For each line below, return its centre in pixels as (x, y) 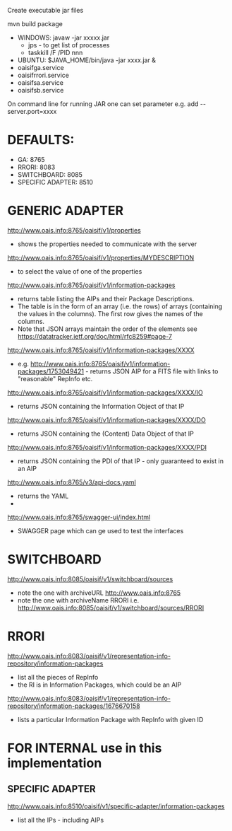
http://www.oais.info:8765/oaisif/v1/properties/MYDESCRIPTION (101, 257)
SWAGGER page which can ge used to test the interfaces (100, 530)
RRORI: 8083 (36, 167)
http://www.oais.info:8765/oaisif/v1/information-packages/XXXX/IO (105, 393)
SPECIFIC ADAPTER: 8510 (55, 182)
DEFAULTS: (41, 140)
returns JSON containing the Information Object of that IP (101, 406)
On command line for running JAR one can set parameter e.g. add (103, 104)
